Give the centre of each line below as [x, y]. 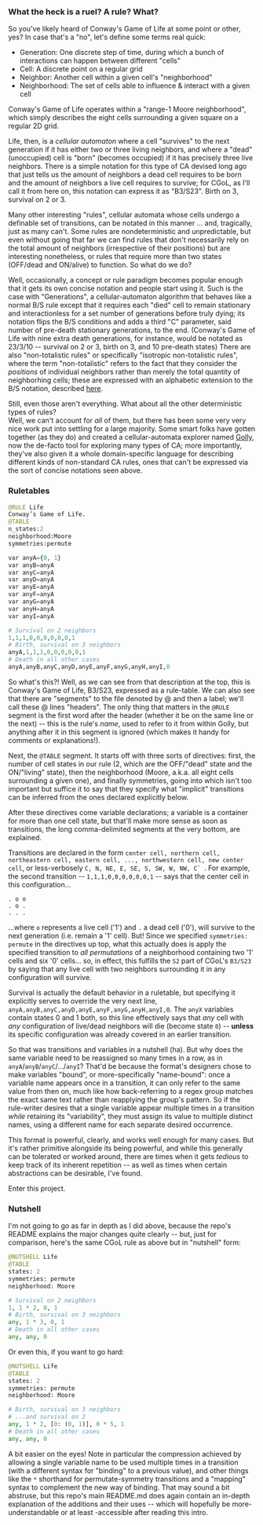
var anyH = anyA [31, 609]
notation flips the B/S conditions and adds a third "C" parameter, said [120, 322]
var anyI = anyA [31, 616]
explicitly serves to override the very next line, [83, 1000]
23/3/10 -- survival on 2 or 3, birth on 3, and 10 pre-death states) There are [130, 347]
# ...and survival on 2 [47, 1417]
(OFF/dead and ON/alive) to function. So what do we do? [100, 265]
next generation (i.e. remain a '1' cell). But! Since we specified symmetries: [128, 935]
